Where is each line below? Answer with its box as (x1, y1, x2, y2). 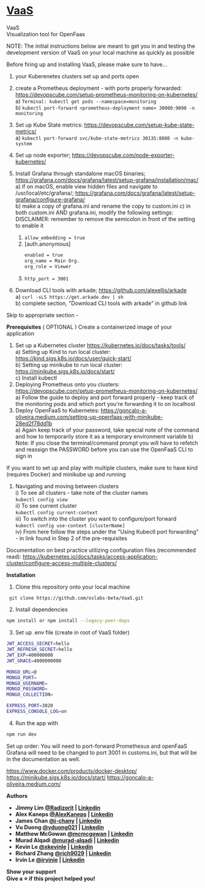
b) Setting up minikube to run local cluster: (15, 361, 123, 368)
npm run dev (6, 731, 37, 737)
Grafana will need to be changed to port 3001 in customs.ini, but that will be (6, 748, 197, 756)
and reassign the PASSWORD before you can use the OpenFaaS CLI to (15, 445, 193, 453)
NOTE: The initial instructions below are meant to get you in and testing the (6, 42, 196, 50)
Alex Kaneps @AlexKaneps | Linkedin (15, 810, 114, 818)
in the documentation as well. (6, 755, 81, 762)
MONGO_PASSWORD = (6, 686, 48, 692)
